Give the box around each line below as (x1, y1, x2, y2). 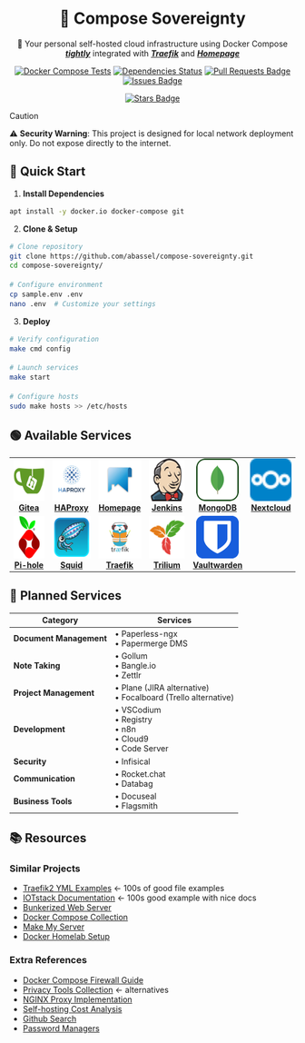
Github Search (22, 1013, 77, 1024)
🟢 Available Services (9, 428, 132, 443)
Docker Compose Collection (22, 912, 129, 923)
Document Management (13, 633, 107, 644)
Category (42, 615, 79, 626)
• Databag (114, 778, 153, 789)
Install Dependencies (22, 188, 104, 199)
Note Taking (13, 660, 61, 670)
